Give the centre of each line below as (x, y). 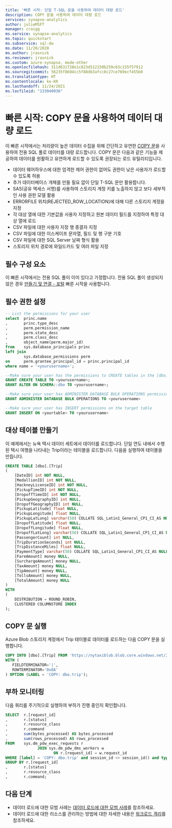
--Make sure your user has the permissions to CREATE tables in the (80, 375)
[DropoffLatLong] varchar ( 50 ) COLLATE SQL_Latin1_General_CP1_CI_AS (89, 533)
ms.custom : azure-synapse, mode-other (47, 63)
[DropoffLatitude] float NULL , (48, 523)
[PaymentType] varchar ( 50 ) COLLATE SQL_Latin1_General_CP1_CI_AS (86, 552)
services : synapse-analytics (36, 19)
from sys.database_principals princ (48, 347)
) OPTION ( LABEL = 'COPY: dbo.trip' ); (47, 674)
